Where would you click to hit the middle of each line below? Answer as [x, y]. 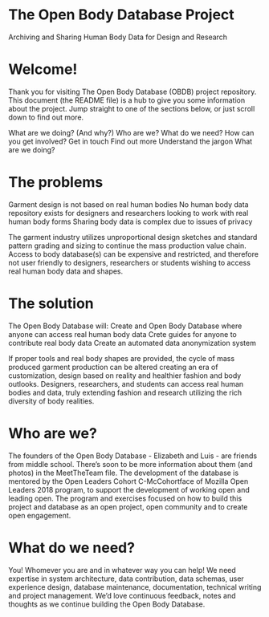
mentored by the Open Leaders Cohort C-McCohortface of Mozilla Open [128, 481]
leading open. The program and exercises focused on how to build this [125, 498]
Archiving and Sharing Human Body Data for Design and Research [118, 37]
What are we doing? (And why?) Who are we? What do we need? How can [131, 132]
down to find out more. [46, 117]
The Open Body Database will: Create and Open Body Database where [125, 326]
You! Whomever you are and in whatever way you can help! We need [122, 570]
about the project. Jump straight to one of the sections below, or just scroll [132, 108]
